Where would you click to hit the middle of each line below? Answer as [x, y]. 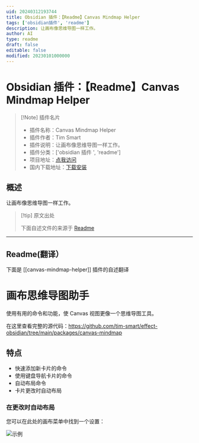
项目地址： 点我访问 [53, 159]
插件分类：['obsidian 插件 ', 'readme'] [75, 152]
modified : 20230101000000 [38, 56]
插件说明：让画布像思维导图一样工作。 [76, 145]
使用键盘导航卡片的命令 [43, 375]
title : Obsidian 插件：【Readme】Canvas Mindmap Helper [73, 17]
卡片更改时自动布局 [38, 390]
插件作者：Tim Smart [55, 137]
